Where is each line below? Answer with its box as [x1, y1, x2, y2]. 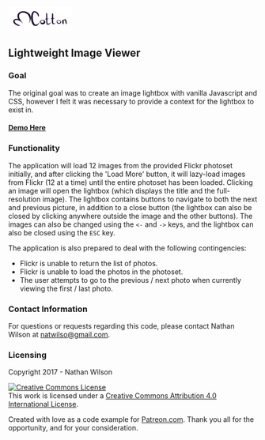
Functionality [8, 143, 61, 154]
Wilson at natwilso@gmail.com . [8, 329, 111, 339]
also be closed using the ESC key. [8, 228, 116, 237]
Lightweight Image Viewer [8, 47, 141, 60]
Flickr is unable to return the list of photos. [19, 258, 158, 268]
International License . [8, 400, 79, 409]
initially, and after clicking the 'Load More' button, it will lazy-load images [8, 169, 246, 179]
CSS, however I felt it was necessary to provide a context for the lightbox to [8, 96, 255, 106]
